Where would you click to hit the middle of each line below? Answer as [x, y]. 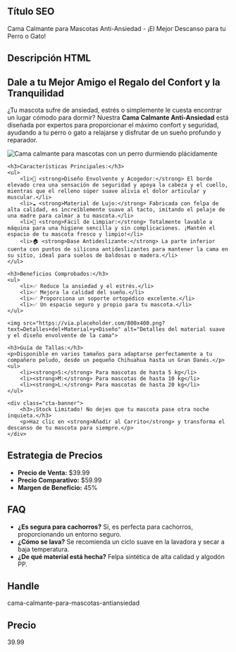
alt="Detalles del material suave [174, 330]
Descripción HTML [49, 58]
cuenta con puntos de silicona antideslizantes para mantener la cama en [118, 249]
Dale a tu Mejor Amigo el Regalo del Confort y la [114, 82]
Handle [24, 586]
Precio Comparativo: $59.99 [60, 480]
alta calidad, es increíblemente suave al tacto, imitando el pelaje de [116, 210]
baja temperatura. [43, 549]
